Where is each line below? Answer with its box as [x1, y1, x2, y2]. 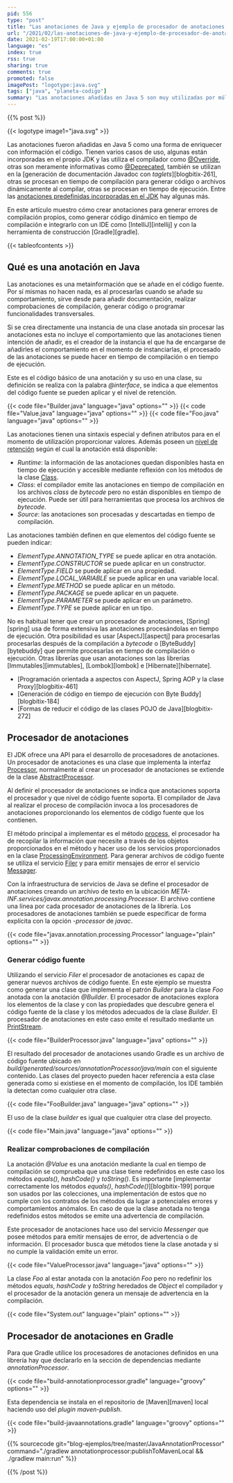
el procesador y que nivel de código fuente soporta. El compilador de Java [7, 793, 221, 802]
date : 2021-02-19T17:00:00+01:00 [7, 36, 104, 43]
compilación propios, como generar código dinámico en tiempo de [7, 213, 198, 221]
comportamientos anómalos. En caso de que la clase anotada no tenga [7, 1205, 210, 1213]
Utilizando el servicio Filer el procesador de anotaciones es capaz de [7, 970, 205, 978]
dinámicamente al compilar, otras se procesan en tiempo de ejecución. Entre [7, 185, 226, 193]
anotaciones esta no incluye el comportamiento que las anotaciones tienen [7, 330, 222, 338]
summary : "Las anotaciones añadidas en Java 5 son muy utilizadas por [7, 95, 216, 102]
